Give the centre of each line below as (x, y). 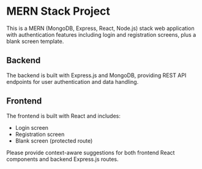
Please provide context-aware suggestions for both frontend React (91, 152)
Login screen (32, 127)
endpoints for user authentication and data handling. (73, 81)
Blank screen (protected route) (54, 141)
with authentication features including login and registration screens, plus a (101, 34)
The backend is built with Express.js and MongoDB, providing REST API (96, 75)
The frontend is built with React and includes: (64, 116)
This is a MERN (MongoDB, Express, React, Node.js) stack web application (100, 28)
